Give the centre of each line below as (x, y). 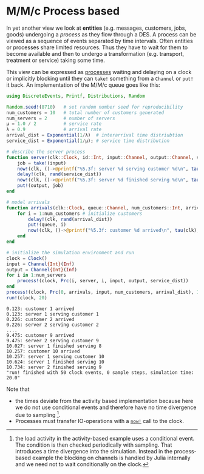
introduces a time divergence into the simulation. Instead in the (94, 452)
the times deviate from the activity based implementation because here (104, 401)
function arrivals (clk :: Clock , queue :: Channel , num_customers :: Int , (95, 208)
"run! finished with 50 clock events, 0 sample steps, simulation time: (100, 372)
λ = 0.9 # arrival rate (54, 130)
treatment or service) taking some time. (56, 60)
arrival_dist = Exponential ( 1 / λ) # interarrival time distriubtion (95, 135)
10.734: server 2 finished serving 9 (54, 367)
